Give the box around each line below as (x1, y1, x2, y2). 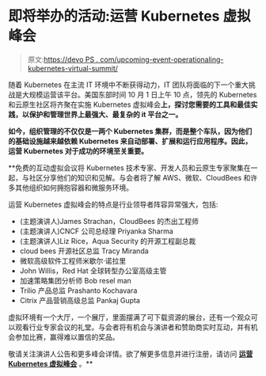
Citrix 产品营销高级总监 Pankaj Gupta (19, 295, 141, 305)
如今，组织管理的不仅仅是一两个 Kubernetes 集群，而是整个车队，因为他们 (8, 126, 253, 135)
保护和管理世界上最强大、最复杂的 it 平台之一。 (28, 109, 183, 119)
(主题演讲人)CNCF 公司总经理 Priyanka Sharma (19, 226, 174, 236)
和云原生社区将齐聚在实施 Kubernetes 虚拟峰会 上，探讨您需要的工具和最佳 (8, 100, 251, 109)
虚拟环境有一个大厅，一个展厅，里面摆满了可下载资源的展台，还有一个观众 (8, 312, 251, 321)
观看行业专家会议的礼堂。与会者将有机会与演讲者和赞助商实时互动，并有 (14, 322, 251, 332)
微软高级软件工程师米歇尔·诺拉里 (19, 256, 127, 265)
